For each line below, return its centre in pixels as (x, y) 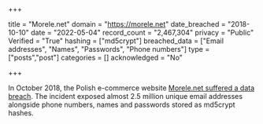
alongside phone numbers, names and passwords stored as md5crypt (122, 104)
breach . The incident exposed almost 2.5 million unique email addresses (125, 96)
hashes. (21, 113)
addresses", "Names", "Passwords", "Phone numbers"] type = (109, 49)
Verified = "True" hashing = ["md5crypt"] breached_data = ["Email (116, 41)
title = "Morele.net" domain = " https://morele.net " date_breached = (117, 24)
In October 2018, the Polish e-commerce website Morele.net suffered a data (131, 88)
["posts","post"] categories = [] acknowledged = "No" (96, 57)
